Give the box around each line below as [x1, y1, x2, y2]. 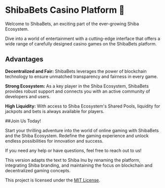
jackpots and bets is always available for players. [5, 108, 104, 114]
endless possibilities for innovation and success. [5, 138, 103, 144]
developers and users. [5, 93, 51, 99]
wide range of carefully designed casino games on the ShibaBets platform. [5, 40, 157, 46]
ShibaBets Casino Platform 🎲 [5, 4, 125, 16]
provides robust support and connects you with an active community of [5, 88, 150, 94]
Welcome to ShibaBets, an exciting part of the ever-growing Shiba [5, 21, 139, 27]
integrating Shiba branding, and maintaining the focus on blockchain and [5, 162, 153, 168]
